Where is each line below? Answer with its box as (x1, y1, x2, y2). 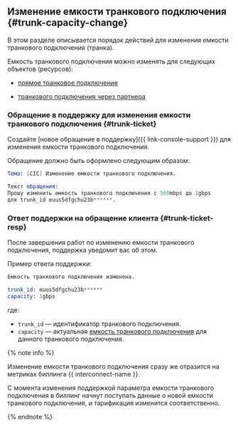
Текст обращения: (7, 183, 59, 190)
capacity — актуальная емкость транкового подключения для (17, 327, 207, 335)
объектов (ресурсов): (7, 64, 73, 73)
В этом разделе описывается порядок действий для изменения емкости (7, 36, 229, 44)
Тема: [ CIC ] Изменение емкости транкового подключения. (7, 170, 176, 177)
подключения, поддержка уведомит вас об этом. (7, 246, 158, 254)
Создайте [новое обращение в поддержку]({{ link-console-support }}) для (7, 135, 231, 144)
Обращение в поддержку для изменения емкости (7, 110, 191, 120)
